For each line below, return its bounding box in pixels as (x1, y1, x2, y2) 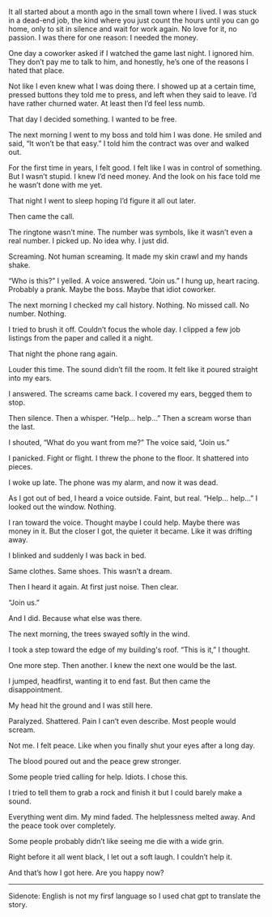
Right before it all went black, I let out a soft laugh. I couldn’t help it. (8, 852, 233, 862)
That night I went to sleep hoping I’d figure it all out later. (8, 196, 196, 205)
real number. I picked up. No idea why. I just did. (8, 236, 169, 246)
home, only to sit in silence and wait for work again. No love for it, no (8, 24, 237, 33)
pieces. (8, 462, 33, 471)
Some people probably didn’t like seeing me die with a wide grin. (8, 837, 224, 846)
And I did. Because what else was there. (8, 614, 142, 623)
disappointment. (8, 685, 63, 694)
